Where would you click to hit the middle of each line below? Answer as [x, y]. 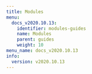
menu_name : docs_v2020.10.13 [42, 51]
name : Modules [34, 34]
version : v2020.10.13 [38, 61]
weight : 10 [30, 45]
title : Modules [25, 12]
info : [13, 56]
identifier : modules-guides [51, 28]
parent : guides [36, 39]
